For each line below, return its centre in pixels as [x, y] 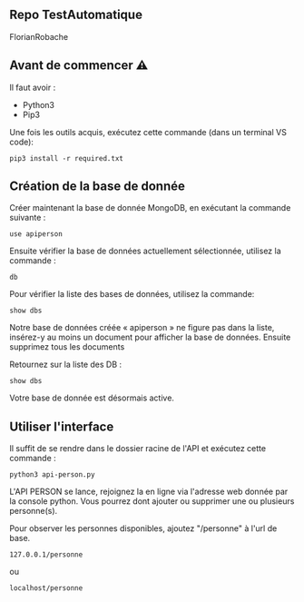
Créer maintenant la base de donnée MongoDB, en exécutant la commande [150, 208]
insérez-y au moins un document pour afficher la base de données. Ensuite [150, 337]
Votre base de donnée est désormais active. [92, 398]
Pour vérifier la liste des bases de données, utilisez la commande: [132, 294]
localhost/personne [46, 588]
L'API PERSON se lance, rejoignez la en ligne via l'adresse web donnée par [149, 492]
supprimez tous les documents [67, 347]
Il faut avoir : [33, 87]
